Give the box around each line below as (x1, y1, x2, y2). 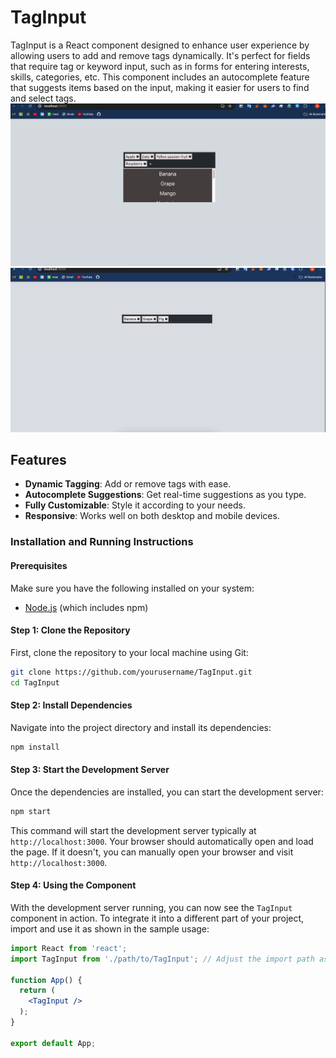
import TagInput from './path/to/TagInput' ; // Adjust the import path (10, 954, 315, 964)
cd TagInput (10, 677, 60, 688)
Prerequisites (10, 559, 68, 571)
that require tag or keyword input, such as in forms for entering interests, (10, 60, 310, 72)
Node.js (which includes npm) (24, 601, 149, 613)
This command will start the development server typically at (10, 824, 257, 836)
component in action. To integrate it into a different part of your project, (10, 912, 305, 924)
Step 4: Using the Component (10, 879, 137, 891)
